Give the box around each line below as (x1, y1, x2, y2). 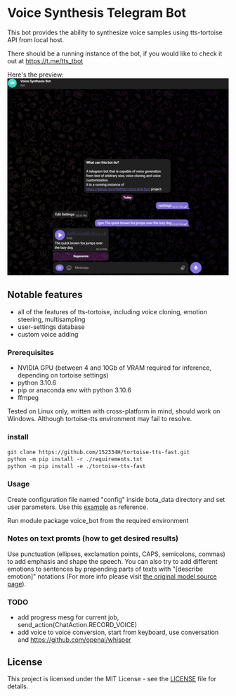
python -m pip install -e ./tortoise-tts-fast (7, 463, 146, 470)
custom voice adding (17, 330, 79, 338)
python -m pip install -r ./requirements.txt (7, 456, 143, 463)
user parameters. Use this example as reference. (7, 503, 149, 511)
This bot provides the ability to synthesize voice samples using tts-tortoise (7, 28, 223, 37)
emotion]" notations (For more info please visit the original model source (7, 572, 217, 581)
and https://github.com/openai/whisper (17, 636, 131, 644)
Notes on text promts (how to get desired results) (7, 534, 179, 543)
